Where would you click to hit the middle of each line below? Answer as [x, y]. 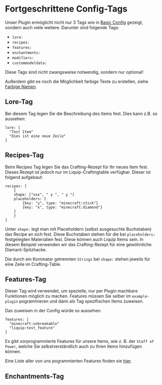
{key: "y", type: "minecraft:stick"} [60, 203]
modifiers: [23, 58]
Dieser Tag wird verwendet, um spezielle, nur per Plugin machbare [71, 291]
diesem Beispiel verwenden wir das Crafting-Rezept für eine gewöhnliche [78, 244]
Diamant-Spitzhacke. [26, 249]
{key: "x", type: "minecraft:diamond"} [63, 207]
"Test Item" [22, 132]
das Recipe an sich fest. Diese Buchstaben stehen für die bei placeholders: [80, 234]
